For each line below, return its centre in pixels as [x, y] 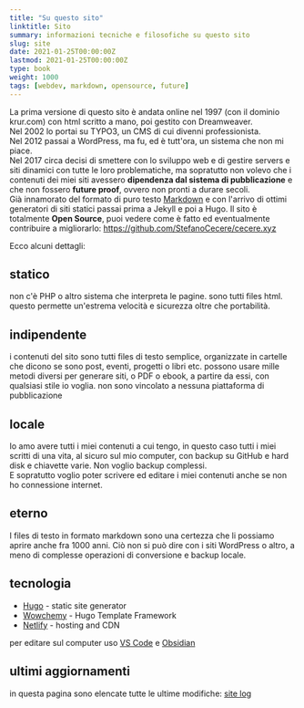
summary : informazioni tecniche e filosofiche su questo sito [130, 35]
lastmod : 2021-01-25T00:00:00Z [69, 60]
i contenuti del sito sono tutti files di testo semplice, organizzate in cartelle [148, 357]
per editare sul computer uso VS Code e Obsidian [102, 642]
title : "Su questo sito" [56, 18]
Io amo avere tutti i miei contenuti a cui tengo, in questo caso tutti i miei [143, 446]
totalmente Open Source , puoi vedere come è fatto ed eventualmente [140, 218]
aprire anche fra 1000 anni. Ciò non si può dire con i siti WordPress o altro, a [152, 545]
